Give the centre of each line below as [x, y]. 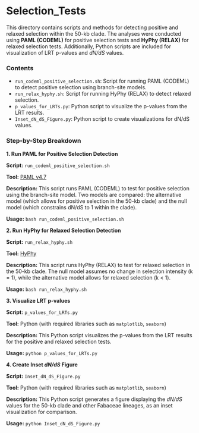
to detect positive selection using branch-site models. [80, 87]
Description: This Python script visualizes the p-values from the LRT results [99, 335]
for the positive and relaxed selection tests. [59, 341]
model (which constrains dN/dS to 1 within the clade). [72, 207]
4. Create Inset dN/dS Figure [42, 365]
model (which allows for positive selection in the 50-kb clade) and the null [97, 201]
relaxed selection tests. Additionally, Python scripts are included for [89, 46]
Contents [20, 68]
